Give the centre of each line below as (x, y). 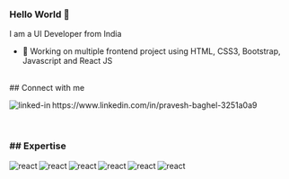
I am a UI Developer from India (66, 34)
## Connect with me (47, 88)
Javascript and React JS (67, 61)
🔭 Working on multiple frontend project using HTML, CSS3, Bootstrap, (151, 51)
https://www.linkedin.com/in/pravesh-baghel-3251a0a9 (155, 105)
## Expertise (38, 146)
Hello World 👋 (39, 14)
